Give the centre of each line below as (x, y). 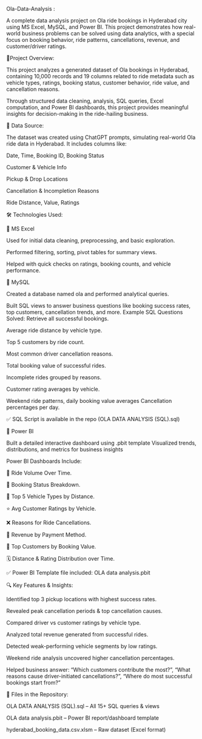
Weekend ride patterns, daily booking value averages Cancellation (89, 401)
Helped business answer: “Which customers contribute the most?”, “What (99, 670)
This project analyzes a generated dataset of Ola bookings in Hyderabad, (98, 70)
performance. (23, 270)
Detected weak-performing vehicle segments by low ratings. (82, 646)
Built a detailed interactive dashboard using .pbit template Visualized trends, (101, 443)
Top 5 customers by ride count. (45, 342)
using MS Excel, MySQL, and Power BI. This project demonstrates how (95, 27)
